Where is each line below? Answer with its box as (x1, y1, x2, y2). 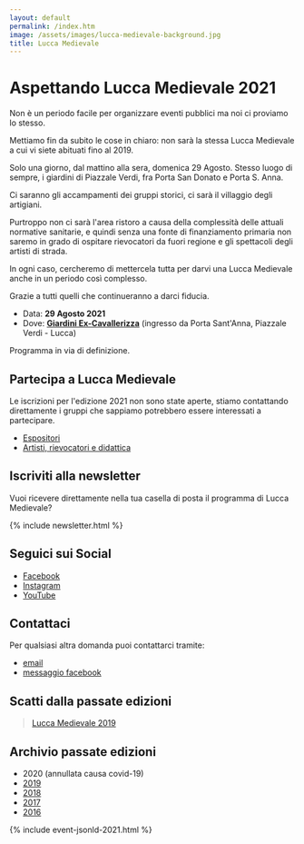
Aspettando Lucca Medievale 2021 (9, 78, 277, 98)
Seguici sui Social (9, 546, 112, 561)
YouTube (22, 590, 56, 601)
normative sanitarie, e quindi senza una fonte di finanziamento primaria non (9, 226, 292, 237)
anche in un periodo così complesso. (9, 273, 148, 284)
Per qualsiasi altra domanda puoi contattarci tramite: (9, 640, 205, 650)
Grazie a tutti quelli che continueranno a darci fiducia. (9, 291, 211, 302)
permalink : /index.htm (9, 22, 95, 31)
